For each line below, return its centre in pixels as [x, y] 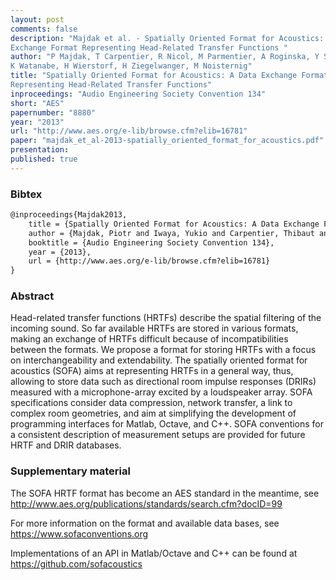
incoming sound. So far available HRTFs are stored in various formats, [154, 328]
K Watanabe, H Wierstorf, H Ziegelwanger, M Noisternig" [131, 66]
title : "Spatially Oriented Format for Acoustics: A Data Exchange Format [169, 76]
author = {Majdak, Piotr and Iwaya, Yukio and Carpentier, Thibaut [171, 233]
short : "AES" [37, 103]
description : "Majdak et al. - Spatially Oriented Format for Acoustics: [167, 38]
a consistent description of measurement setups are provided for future [158, 435]
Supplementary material [70, 471]
